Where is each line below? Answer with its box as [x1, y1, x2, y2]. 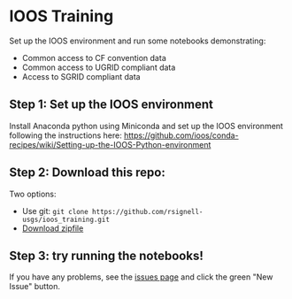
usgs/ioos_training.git [21, 215, 111, 224]
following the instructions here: [9, 130, 122, 141]
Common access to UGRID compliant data [21, 62, 176, 73]
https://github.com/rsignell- [91, 207, 204, 216]
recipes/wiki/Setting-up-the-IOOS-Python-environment [9, 139, 211, 149]
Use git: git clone [21, 205, 88, 216]
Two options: [9, 188, 57, 199]
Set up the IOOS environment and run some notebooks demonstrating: [9, 35, 266, 46]
